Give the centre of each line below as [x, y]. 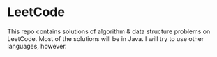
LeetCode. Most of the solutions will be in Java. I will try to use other [106, 38]
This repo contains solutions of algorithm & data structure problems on [109, 31]
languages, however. [37, 46]
